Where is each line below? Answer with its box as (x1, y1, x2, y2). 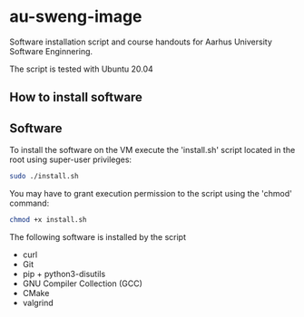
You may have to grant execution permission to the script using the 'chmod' (9, 188, 293, 199)
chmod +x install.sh (9, 216, 88, 225)
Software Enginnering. (9, 45, 93, 56)
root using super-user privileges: (9, 154, 132, 165)
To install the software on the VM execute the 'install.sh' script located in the (9, 145, 296, 156)
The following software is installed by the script (9, 231, 187, 242)
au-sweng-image (9, 6, 142, 27)
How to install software (9, 90, 143, 105)
